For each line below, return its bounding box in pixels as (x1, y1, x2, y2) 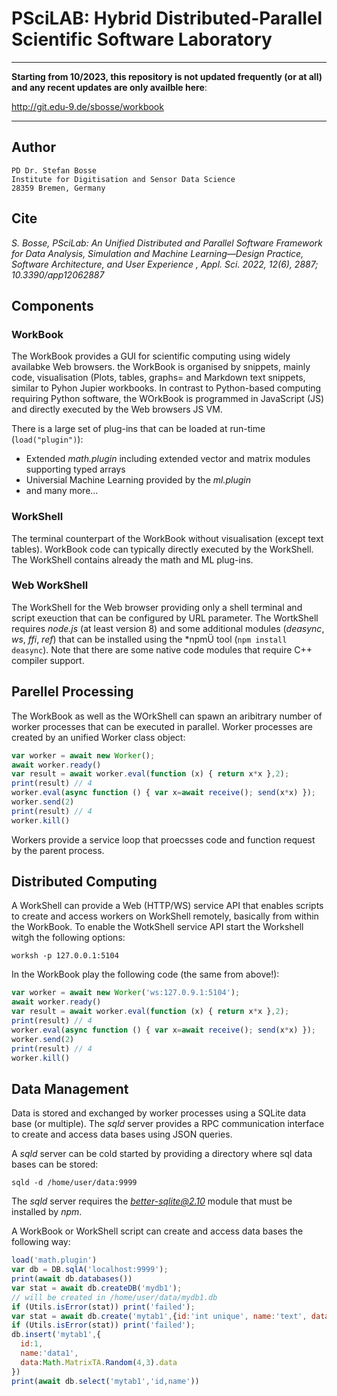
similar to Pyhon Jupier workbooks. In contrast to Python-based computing (11, 382, 322, 394)
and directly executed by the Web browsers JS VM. (11, 403, 223, 416)
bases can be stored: (11, 1158, 99, 1171)
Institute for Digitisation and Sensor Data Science (11, 174, 236, 184)
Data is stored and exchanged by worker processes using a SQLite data (11, 1107, 307, 1119)
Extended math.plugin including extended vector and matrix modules (25, 453, 311, 465)
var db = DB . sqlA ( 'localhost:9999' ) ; (11, 1265, 169, 1275)
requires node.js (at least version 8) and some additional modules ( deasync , (11, 622, 325, 634)
